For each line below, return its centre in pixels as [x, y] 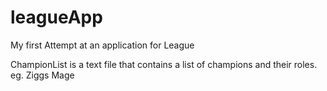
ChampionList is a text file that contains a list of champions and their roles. [164, 64]
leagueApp [56, 17]
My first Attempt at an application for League [102, 45]
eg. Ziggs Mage [42, 75]
